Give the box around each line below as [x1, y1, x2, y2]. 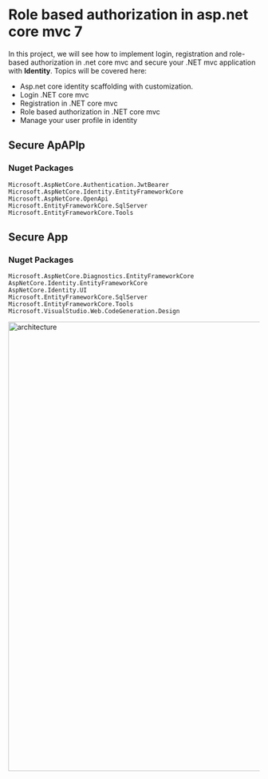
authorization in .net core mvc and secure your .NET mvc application [30, 58, 256, 67]
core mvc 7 [8, 22, 83, 41]
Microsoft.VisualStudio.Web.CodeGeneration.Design [8, 308, 180, 316]
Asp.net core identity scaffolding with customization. [19, 81, 194, 91]
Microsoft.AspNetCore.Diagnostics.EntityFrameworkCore [8, 272, 195, 280]
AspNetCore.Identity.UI [8, 286, 88, 295]
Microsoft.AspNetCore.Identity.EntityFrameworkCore [8, 188, 183, 196]
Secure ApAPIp [8, 138, 85, 153]
